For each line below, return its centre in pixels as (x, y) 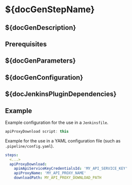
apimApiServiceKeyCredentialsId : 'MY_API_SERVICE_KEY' (71, 169)
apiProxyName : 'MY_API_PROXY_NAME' (50, 173)
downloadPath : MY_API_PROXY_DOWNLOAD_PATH (58, 178)
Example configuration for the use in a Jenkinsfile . (57, 122)
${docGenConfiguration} (44, 77)
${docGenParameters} (41, 61)
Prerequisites (26, 44)
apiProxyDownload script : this (37, 131)
